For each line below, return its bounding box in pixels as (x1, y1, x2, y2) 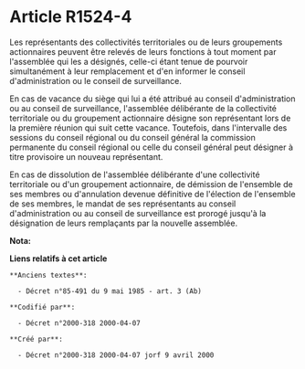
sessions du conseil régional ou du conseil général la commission (9, 132, 256, 142)
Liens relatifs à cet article (9, 253, 108, 264)
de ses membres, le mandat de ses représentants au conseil (9, 198, 237, 209)
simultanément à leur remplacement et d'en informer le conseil (9, 66, 246, 77)
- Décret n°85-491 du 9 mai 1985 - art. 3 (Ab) (17, 286, 203, 296)
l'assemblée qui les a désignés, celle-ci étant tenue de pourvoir (9, 56, 248, 67)
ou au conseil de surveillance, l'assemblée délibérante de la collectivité (9, 102, 277, 113)
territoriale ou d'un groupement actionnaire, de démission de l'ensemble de (9, 178, 294, 189)
